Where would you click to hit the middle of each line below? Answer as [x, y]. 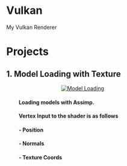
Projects [28, 52]
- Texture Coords [41, 157]
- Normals [32, 144]
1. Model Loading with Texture [64, 74]
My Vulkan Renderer [32, 27]
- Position [31, 130]
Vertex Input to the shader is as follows [69, 116]
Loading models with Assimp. [57, 102]
